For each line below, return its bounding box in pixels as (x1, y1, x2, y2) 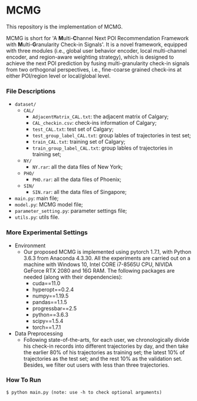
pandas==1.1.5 (32, 298, 67, 305)
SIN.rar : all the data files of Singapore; (32, 189, 127, 196)
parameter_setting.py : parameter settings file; (14, 208, 127, 215)
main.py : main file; (14, 195, 59, 202)
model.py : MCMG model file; (14, 201, 84, 208)
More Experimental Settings (6, 228, 88, 237)
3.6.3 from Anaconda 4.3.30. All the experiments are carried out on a (23, 254, 191, 261)
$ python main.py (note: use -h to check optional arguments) (6, 389, 162, 395)
